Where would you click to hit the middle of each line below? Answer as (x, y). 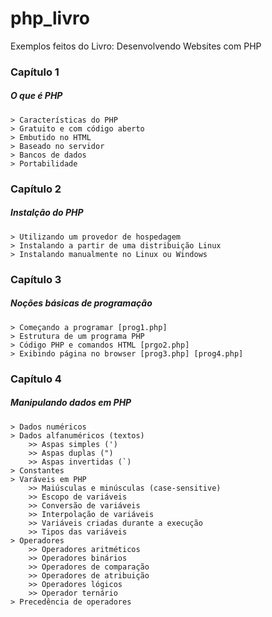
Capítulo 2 (36, 189)
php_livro (50, 18)
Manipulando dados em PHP (71, 403)
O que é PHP (36, 96)
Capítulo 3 (36, 279)
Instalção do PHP (47, 213)
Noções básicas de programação (81, 303)
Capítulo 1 (35, 72)
